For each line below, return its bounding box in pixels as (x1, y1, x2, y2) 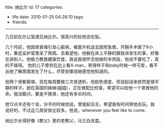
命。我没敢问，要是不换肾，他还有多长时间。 (5, 91, 95, 96)
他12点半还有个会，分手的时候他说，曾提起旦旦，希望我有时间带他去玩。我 (5, 101, 155, 107)
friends (12, 19, 27, 25)
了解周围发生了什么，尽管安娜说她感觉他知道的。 (13, 69, 112, 74)
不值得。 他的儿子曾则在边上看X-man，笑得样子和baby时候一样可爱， (9, 62, 150, 68)
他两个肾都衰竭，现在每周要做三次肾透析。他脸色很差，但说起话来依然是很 (5, 79, 155, 84)
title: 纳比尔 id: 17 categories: (5, 4, 63, 10)
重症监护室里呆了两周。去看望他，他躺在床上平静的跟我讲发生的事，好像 (13, 50, 159, 56)
